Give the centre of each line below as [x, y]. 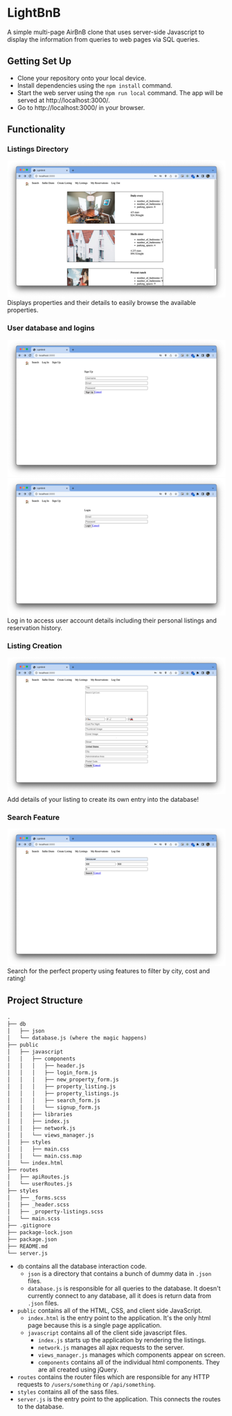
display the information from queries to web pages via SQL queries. [104, 39]
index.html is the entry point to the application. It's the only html [119, 1318]
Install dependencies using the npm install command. [95, 85]
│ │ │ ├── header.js [46, 1066]
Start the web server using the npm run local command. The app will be [120, 92]
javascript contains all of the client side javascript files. [107, 1333]
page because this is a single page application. [95, 1326]
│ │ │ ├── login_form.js [52, 1073]
